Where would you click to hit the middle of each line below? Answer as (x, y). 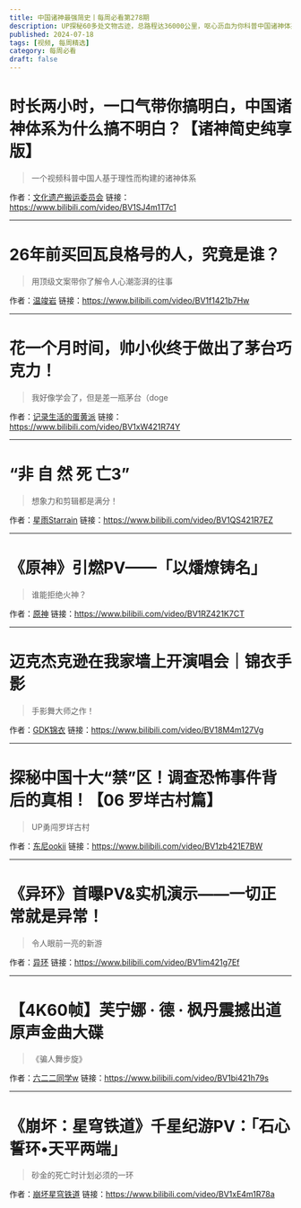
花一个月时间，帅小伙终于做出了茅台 (143, 349)
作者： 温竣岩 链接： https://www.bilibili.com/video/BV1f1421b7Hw (129, 300)
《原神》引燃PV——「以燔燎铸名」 (138, 568)
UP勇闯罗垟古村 (60, 826)
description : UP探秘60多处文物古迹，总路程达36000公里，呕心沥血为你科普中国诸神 (147, 26)
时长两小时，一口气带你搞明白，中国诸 (151, 106)
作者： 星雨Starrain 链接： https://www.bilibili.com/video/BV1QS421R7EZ (141, 520)
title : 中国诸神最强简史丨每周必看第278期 (79, 18)
